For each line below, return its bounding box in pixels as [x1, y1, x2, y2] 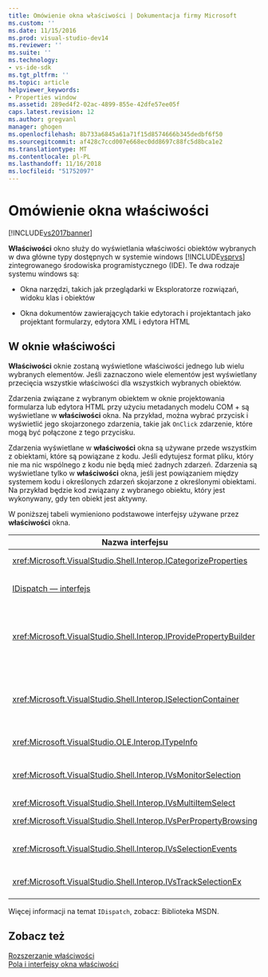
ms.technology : [8, 57, 59, 65]
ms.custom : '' [8, 19, 56, 27]
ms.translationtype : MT [8, 145, 88, 153]
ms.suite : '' [8, 49, 52, 57]
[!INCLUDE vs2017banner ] [8, 228, 93, 238]
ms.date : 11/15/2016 [8, 26, 77, 34]
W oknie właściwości [8, 340, 116, 353]
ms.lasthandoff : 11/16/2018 [8, 160, 102, 168]
